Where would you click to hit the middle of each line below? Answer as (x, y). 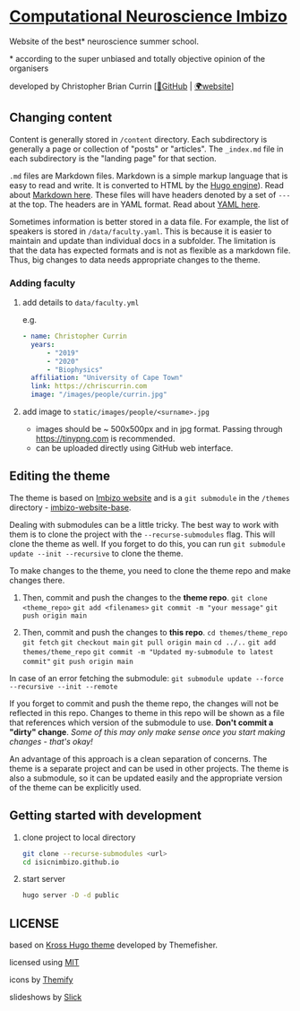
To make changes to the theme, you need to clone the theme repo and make (150, 570)
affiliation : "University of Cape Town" (107, 378)
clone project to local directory (79, 837)
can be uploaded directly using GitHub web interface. (134, 448)
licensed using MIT (44, 963)
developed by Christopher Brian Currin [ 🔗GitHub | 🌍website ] (122, 86)
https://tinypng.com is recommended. (105, 439)
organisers (29, 68)
